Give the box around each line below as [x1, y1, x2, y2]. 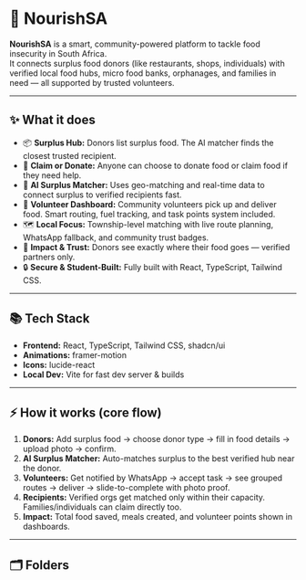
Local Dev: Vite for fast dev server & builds [22, 369, 185, 380]
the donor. [22, 463, 62, 474]
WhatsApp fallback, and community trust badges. [22, 232, 209, 243]
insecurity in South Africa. [9, 47, 107, 58]
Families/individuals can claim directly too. [22, 501, 182, 512]
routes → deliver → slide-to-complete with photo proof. [22, 482, 230, 493]
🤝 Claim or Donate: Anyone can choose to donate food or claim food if [22, 160, 289, 171]
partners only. [22, 251, 76, 262]
